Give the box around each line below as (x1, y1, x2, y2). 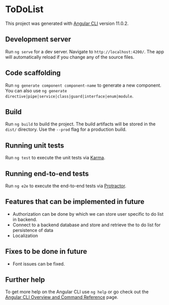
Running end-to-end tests (5, 169, 89, 178)
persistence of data (12, 227, 54, 233)
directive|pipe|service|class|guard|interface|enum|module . (5, 93, 134, 99)
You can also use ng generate (5, 87, 67, 93)
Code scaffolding (5, 69, 61, 77)
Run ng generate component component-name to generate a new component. (5, 82, 162, 88)
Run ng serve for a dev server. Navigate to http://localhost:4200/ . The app (5, 48, 164, 54)
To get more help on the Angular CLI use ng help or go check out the (5, 289, 149, 295)
